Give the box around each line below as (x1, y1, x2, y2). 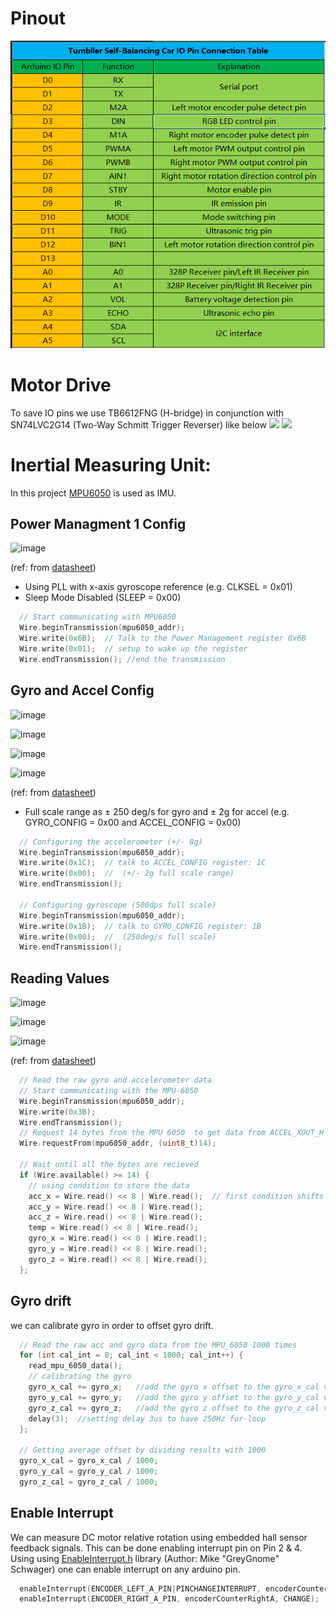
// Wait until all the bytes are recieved (19, 1160, 199, 1170)
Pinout (10, 7, 67, 30)
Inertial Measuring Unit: (10, 453, 212, 476)
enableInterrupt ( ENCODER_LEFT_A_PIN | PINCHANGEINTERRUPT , (19, 1583, 262, 1594)
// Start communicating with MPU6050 (19, 612, 177, 622)
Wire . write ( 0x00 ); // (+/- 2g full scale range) (19, 868, 235, 879)
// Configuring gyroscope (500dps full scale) (19, 900, 217, 910)
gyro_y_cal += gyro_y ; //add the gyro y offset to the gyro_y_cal (28, 1392, 320, 1402)
